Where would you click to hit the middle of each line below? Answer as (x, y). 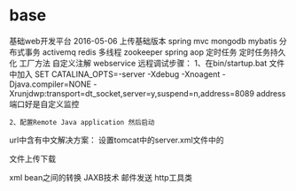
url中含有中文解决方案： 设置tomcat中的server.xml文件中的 (117, 140)
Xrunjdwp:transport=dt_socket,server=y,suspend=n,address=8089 (132, 93)
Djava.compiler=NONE (50, 84)
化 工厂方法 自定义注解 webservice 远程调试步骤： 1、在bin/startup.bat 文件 (147, 63)
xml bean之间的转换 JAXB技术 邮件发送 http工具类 (101, 177)
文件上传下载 (32, 158)
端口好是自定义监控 (44, 103)
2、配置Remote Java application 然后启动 (82, 122)
